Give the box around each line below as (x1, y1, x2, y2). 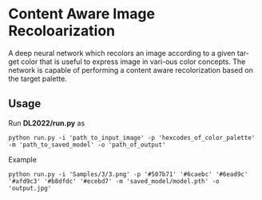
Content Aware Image (8, 5, 156, 23)
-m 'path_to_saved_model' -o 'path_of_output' (8, 141, 166, 149)
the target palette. (8, 74, 68, 83)
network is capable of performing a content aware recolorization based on (8, 65, 253, 74)
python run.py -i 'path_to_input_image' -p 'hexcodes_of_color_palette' (8, 134, 256, 142)
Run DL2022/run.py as (8, 118, 85, 128)
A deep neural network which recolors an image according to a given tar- (8, 48, 249, 58)
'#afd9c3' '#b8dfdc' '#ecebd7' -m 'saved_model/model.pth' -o (8, 177, 220, 185)
